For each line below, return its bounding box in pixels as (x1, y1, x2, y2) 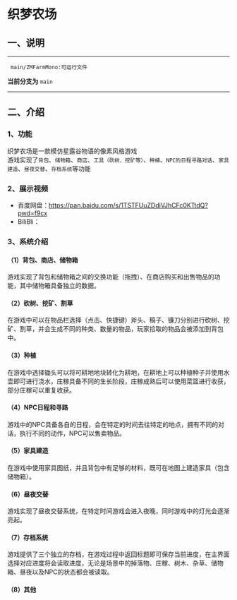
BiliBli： (17, 217, 40, 226)
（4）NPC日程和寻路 (7, 403, 68, 412)
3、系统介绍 (7, 236, 49, 246)
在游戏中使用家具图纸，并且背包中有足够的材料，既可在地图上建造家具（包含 (7, 463, 230, 472)
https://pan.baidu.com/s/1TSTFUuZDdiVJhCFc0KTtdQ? (48, 200, 208, 209)
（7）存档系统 (7, 533, 49, 541)
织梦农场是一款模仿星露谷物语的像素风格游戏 (7, 146, 138, 155)
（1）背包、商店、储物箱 (7, 256, 79, 264)
